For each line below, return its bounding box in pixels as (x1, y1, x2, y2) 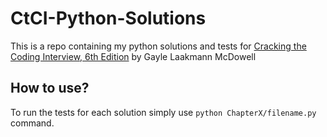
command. (10, 117, 55, 129)
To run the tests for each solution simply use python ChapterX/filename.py (10, 106, 317, 118)
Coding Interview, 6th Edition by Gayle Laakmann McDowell (10, 50, 257, 62)
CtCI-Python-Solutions (10, 7, 207, 30)
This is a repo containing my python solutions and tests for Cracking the (10, 40, 307, 52)
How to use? (10, 80, 90, 97)
